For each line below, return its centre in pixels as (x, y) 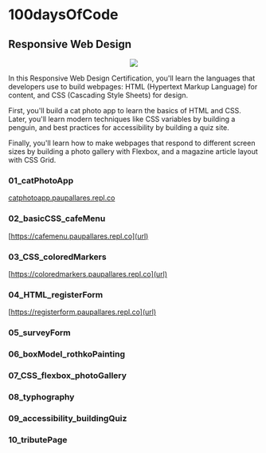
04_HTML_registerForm (56, 294)
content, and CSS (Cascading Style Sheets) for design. (98, 95)
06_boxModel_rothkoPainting (67, 354)
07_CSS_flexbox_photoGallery (68, 375)
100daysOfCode (63, 15)
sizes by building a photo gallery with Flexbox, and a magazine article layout (133, 152)
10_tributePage (38, 439)
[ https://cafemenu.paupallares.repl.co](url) (78, 236)
